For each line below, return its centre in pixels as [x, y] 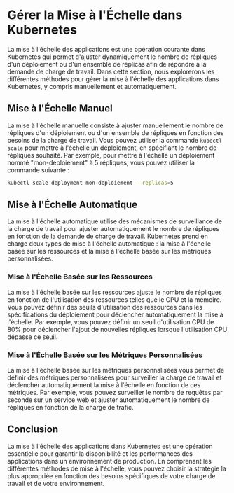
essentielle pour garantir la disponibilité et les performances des [100, 453]
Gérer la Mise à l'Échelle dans [95, 15]
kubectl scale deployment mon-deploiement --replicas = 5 [90, 183]
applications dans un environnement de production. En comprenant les [110, 461]
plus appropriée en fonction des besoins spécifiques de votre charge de [111, 475]
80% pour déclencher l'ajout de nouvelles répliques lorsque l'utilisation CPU [117, 329]
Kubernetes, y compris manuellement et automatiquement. [92, 86]
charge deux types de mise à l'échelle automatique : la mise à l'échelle [109, 244]
